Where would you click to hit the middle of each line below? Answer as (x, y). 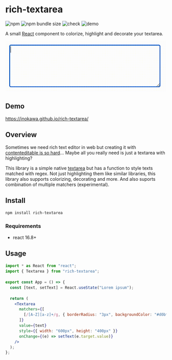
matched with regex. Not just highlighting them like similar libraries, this (81, 174)
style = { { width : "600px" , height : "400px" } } (68, 331)
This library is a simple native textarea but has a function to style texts (79, 168)
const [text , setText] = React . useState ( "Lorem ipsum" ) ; (72, 288)
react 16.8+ (25, 237)
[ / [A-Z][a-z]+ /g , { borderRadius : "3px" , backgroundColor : (88, 315)
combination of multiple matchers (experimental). (57, 184)
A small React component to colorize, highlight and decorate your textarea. (84, 33)
